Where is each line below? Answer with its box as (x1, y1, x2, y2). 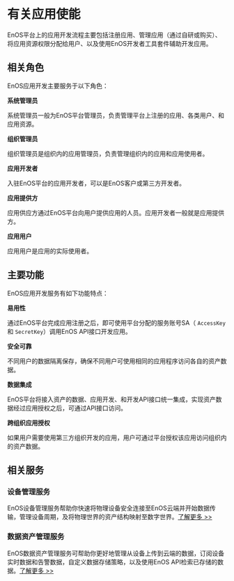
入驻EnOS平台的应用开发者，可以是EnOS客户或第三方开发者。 (7, 179, 186, 187)
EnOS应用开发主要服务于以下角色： (7, 81, 109, 90)
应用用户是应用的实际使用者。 (7, 246, 93, 255)
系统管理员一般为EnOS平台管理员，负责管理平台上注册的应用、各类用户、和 (7, 111, 225, 119)
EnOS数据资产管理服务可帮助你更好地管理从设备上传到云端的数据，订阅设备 (7, 549, 225, 557)
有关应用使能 (7, 6, 81, 22)
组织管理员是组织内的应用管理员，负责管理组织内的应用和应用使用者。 (7, 149, 209, 157)
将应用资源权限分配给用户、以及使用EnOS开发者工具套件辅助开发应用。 (7, 39, 212, 47)
